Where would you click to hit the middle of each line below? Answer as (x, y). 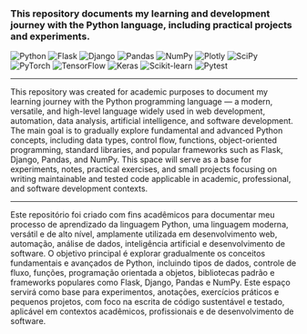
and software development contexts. (79, 188)
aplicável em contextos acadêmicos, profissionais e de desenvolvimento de (152, 311)
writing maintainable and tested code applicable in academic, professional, (151, 179)
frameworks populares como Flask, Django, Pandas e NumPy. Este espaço (150, 283)
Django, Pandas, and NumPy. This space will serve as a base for (131, 160)
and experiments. (50, 36)
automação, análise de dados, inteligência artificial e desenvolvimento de (148, 244)
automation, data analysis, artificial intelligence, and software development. (152, 121)
